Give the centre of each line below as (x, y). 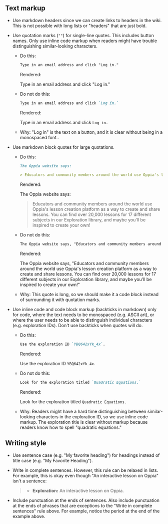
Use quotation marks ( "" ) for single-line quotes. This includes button (83, 35)
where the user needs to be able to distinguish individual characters (82, 320)
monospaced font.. (39, 137)
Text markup (25, 8)
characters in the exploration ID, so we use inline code (92, 417)
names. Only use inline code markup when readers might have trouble (85, 41)
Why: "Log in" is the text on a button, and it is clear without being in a (91, 132)
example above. (29, 516)
